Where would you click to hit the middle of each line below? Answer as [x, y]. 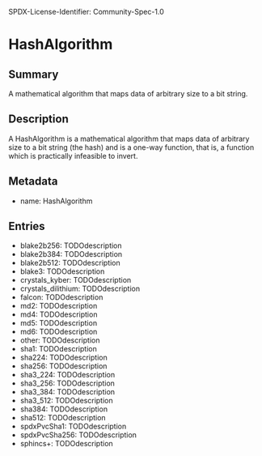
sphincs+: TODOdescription [66, 444]
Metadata [33, 181]
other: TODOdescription [60, 340]
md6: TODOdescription [59, 332]
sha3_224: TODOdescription [68, 375]
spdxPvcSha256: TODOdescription [78, 435]
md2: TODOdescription [59, 306]
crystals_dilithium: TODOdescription [80, 289]
